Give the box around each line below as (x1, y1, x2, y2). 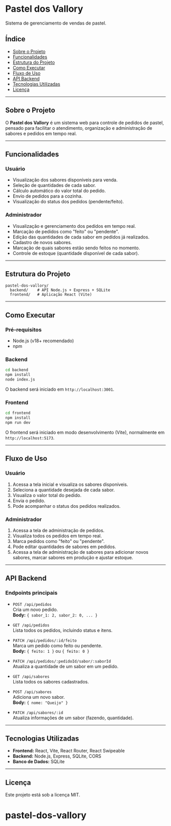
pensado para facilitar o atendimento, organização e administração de (5, 125, 153, 131)
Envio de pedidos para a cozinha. (12, 193, 83, 199)
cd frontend (5, 411, 31, 416)
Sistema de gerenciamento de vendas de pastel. (5, 20, 107, 26)
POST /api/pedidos (12, 602, 52, 607)
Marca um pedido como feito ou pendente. (12, 642, 103, 649)
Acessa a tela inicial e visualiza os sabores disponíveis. (12, 481, 128, 487)
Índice (5, 35, 25, 43)
